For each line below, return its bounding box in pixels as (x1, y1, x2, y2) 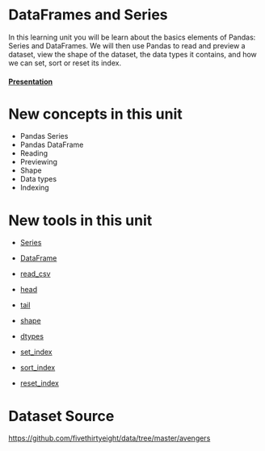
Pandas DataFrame (19, 140, 84, 150)
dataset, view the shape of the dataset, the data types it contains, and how (8, 49, 257, 59)
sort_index (19, 363, 56, 373)
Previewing (19, 157, 58, 167)
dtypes (19, 332, 44, 341)
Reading (19, 148, 48, 158)
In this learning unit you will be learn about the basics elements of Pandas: (8, 32, 256, 42)
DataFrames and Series (8, 6, 168, 24)
